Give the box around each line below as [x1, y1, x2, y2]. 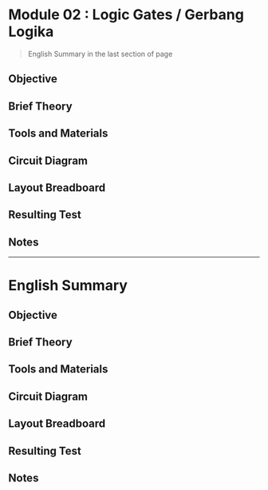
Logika [8, 22, 54, 41]
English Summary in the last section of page [27, 49, 173, 58]
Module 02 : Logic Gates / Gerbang [8, 6, 245, 24]
